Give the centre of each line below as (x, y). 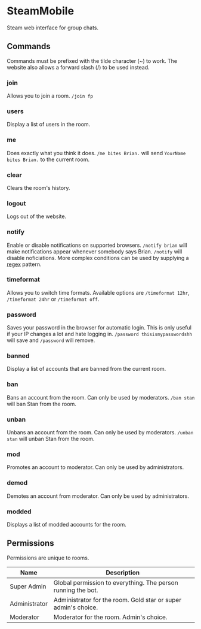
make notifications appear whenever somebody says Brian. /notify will (95, 251)
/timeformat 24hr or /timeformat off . (53, 299)
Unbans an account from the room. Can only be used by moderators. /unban (100, 433)
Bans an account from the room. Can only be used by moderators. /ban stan (101, 397)
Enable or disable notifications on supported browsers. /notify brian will (97, 245)
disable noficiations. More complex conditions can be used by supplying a (98, 258)
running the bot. (76, 590)
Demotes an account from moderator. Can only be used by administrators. (98, 496)
